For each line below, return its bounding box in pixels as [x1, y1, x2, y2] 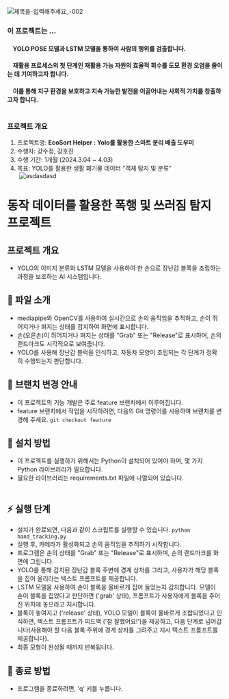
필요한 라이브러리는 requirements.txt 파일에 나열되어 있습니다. [16, 474, 185, 482]
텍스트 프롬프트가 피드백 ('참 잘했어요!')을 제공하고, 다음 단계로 [37, 617, 204, 626]
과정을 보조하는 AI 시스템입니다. [16, 273, 102, 280]
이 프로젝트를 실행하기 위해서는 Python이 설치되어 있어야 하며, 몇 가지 [16, 456, 203, 465]
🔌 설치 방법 [7, 437, 51, 449]
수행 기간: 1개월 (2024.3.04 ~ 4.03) [16, 156, 113, 164]
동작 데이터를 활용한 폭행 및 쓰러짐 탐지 [7, 198, 212, 214]
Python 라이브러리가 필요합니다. [16, 465, 103, 474]
